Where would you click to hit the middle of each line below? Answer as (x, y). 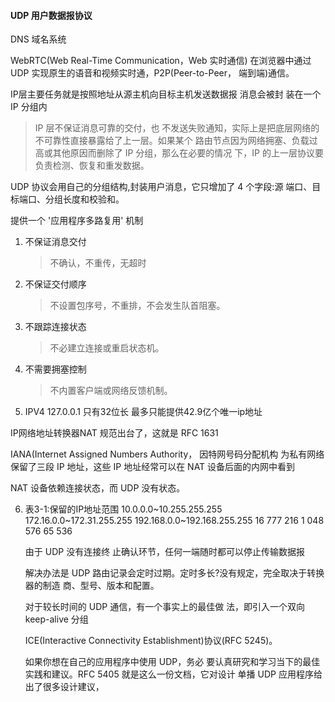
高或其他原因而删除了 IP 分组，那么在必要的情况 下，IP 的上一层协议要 (179, 153)
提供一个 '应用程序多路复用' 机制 (77, 221)
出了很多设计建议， (64, 687)
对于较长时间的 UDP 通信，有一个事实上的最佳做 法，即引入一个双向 (165, 607)
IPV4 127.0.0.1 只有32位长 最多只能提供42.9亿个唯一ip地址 (143, 412)
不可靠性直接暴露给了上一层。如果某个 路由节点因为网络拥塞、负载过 (176, 141)
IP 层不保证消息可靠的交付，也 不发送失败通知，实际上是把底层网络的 (177, 128)
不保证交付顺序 (55, 284)
